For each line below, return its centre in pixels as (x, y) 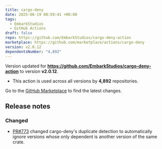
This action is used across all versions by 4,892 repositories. (75, 81)
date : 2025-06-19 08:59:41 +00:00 (41, 14)
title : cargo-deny (24, 10)
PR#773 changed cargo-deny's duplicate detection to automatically (82, 131)
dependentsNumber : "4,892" (33, 51)
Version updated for (26, 66)
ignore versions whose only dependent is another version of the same (85, 137)
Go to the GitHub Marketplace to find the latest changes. (63, 90)
